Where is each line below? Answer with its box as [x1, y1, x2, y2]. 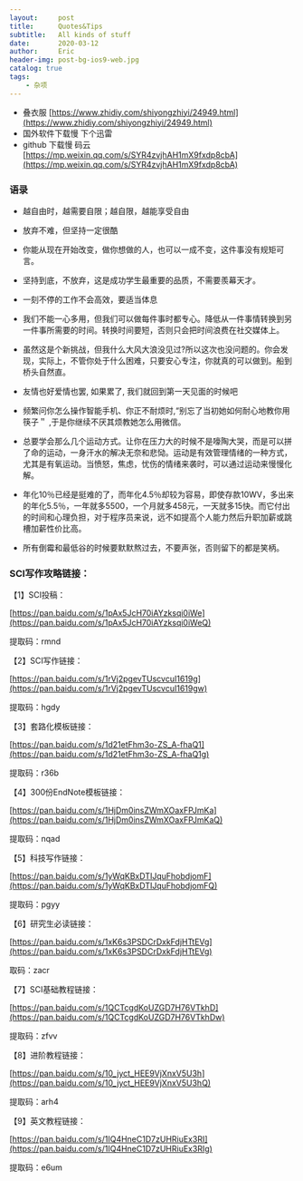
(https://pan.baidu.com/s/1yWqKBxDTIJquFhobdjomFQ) [9, 881, 218, 892]
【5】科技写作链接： [9, 853, 86, 864]
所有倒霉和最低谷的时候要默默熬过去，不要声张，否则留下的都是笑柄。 [22, 542, 285, 553]
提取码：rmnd [9, 636, 62, 647]
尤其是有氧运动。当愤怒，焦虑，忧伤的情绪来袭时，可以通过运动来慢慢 [22, 458, 285, 469]
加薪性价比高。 [30, 522, 87, 533]
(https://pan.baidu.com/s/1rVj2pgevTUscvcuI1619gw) [9, 683, 208, 694]
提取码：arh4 [9, 1097, 59, 1108]
